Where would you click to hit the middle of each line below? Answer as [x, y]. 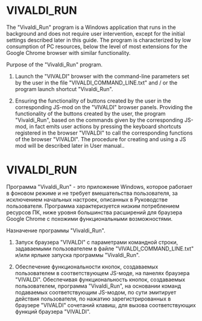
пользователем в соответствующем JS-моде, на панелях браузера [102, 273]
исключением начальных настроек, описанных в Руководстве [87, 199]
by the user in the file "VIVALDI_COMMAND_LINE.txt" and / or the [96, 83]
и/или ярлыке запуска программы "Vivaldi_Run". [77, 255]
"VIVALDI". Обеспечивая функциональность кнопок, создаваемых [100, 279]
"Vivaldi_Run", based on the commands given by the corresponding [99, 120]
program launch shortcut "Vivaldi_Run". [64, 89]
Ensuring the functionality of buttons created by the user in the [93, 101]
